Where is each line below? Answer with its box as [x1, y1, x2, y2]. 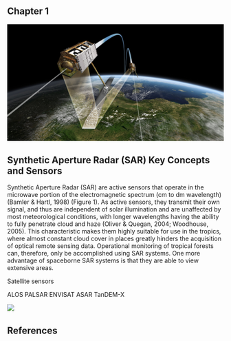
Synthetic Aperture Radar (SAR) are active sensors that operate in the [7, 183, 204, 192]
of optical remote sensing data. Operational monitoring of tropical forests [7, 242, 214, 250]
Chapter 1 [7, 6, 49, 17]
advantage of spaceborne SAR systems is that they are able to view [7, 256, 199, 265]
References [7, 324, 58, 336]
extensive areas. [7, 264, 54, 272]
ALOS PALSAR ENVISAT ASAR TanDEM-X [7, 291, 125, 299]
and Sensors [7, 165, 63, 176]
